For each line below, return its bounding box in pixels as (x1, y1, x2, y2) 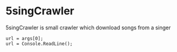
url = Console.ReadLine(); (5, 41, 73, 47)
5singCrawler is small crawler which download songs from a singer (5, 24, 171, 31)
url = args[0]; (5, 35, 44, 41)
